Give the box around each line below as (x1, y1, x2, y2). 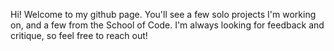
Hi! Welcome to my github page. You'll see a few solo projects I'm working (10, 9, 317, 20)
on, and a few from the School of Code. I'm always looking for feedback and (10, 19, 325, 31)
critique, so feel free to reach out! (10, 30, 148, 41)
